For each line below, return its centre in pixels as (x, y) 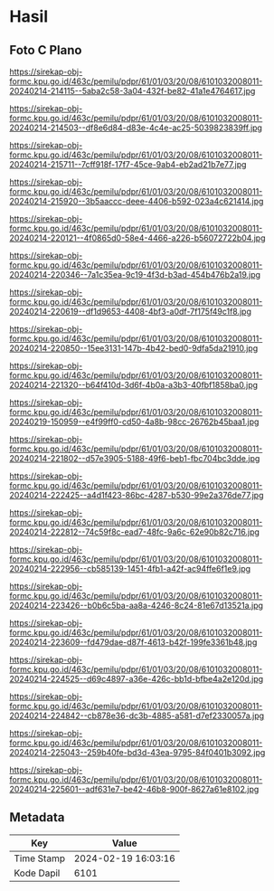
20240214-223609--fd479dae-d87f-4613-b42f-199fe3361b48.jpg (133, 642)
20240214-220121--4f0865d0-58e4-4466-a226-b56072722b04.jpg (137, 238)
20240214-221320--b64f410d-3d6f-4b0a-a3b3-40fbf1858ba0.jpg (134, 385)
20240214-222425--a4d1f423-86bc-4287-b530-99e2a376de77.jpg (137, 495)
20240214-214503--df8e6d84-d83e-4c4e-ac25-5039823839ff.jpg (136, 128)
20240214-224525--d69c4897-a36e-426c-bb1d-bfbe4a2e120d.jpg (137, 679)
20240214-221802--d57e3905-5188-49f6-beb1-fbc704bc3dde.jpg (135, 458)
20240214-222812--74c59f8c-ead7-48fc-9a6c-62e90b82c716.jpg (135, 532)
